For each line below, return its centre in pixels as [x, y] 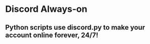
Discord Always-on [46, 9]
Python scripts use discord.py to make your [75, 27]
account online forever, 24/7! [52, 35]
